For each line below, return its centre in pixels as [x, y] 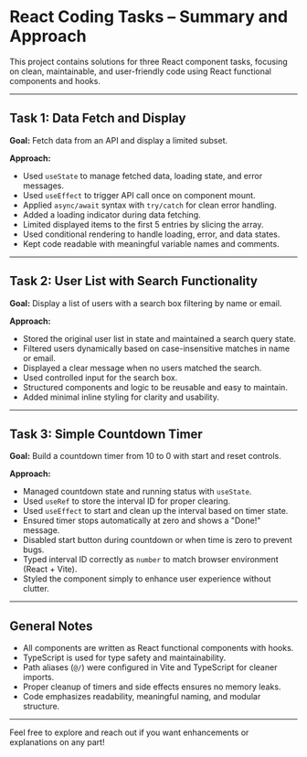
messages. [43, 186]
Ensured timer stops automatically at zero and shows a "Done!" [142, 521]
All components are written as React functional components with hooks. [158, 648]
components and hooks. [55, 80]
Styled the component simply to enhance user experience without [147, 579]
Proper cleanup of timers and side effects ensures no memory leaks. [152, 687]
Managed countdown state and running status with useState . [137, 492]
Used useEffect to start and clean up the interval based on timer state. [155, 511]
